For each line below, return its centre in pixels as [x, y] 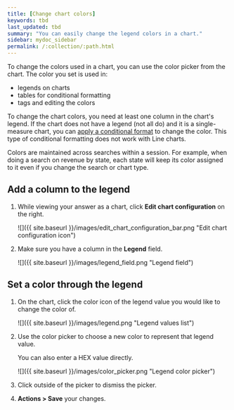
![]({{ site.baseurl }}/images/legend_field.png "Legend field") [105, 262]
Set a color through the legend [75, 285]
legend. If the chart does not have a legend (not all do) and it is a [101, 124]
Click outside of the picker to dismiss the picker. [87, 385]
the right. [31, 214]
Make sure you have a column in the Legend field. [90, 249]
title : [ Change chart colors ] [52, 14]
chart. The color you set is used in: [58, 74]
